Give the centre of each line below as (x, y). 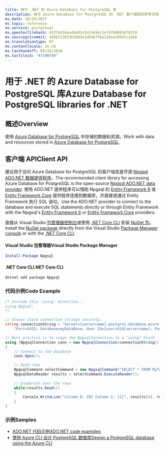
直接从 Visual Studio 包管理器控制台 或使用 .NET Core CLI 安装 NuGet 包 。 (79, 223)
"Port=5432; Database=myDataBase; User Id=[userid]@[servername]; (83, 329)
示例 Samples (21, 419)
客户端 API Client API (36, 159)
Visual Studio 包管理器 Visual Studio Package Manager (61, 245)
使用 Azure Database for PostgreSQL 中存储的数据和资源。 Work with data (80, 137)
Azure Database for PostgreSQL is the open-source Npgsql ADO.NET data (80, 183)
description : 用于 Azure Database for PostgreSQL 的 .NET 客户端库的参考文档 (82, 14)
